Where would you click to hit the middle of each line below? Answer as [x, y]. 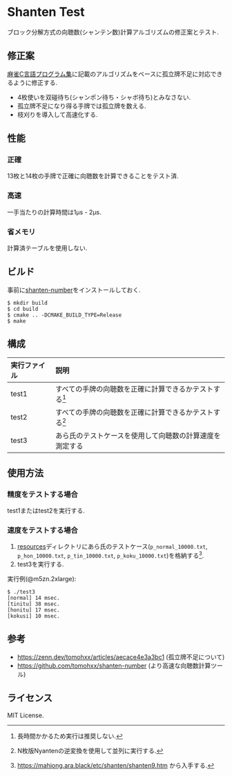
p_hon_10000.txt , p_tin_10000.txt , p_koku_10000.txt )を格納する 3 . [110, 555]
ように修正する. [35, 82]
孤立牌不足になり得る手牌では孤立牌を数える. [81, 106]
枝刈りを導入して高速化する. [57, 114]
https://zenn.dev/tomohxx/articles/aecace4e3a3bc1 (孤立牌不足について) [121, 656]
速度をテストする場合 [42, 530]
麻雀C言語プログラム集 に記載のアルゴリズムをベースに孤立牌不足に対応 [109, 74]
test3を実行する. [40, 564]
